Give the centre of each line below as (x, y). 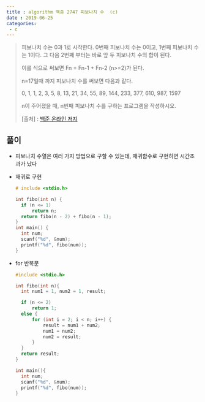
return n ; (44, 211)
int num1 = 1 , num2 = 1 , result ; (64, 292)
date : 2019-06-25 (30, 18)
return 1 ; (44, 308)
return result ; (40, 354)
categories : (21, 23)
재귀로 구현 (28, 177)
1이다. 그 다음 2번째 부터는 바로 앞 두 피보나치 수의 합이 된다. (100, 55)
